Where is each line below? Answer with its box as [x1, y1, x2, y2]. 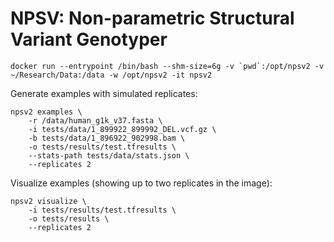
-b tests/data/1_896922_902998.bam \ [28, 133, 186, 143]
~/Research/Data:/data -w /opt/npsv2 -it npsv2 [10, 70, 213, 80]
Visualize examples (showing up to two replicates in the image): [10, 177, 273, 189]
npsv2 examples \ [10, 107, 83, 117]
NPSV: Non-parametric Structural [10, 7, 295, 30]
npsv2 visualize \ [10, 196, 87, 206]
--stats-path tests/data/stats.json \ [28, 150, 190, 161]
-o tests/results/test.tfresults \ [28, 142, 177, 152]
